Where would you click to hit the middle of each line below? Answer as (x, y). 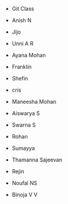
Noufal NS (24, 183)
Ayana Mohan (29, 55)
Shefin (20, 78)
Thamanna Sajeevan (37, 160)
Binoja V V (24, 195)
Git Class (23, 9)
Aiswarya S (26, 113)
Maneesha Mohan (34, 102)
